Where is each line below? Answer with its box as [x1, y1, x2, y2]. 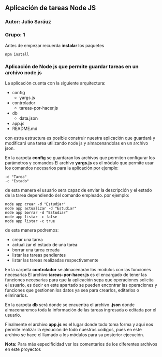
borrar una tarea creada [12, 247, 60, 253]
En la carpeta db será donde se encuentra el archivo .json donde [5, 302, 135, 308]
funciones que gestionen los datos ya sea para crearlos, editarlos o [5, 287, 139, 293]
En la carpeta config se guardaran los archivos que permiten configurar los [5, 155, 155, 161]
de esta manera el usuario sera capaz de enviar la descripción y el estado [5, 187, 152, 193]
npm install [5, 52, 29, 57]
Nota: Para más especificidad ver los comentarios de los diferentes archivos [5, 341, 158, 347]
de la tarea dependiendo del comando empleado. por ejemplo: [5, 192, 130, 198]
